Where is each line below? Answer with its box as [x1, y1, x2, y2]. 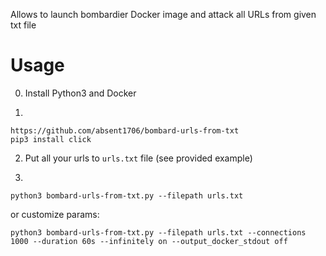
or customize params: [10, 208, 100, 220]
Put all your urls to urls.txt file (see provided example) [24, 152, 253, 164]
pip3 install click [10, 134, 92, 144]
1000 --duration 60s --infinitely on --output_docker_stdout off [10, 236, 288, 246]
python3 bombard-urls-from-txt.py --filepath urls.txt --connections [10, 227, 307, 238]
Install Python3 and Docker [24, 87, 137, 99]
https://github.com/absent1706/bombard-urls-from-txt [10, 125, 240, 136]
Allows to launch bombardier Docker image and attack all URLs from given [10, 9, 317, 20]
